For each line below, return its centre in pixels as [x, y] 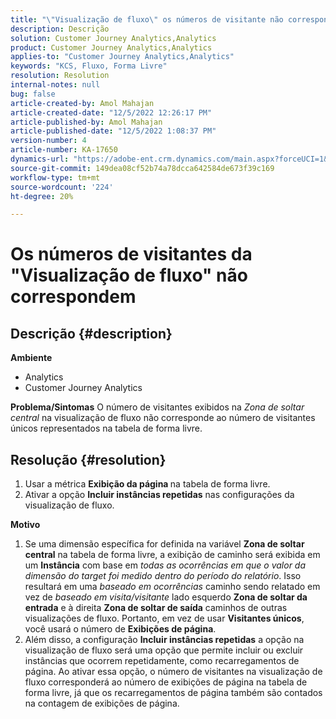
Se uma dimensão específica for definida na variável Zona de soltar [164, 544]
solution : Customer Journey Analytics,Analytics [113, 38]
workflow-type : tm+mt [55, 177]
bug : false [33, 94]
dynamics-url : [40, 159]
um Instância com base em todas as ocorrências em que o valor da [165, 565]
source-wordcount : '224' [62, 187]
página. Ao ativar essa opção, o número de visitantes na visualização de [173, 672]
